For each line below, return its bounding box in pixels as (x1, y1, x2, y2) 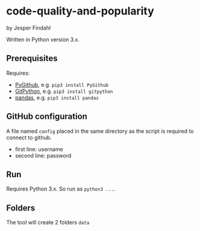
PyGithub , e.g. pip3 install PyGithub (14, 81, 109, 88)
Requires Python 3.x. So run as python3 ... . (6, 185, 116, 192)
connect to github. (6, 134, 52, 141)
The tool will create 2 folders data (6, 219, 90, 226)
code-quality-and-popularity (6, 4, 155, 18)
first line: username (14, 145, 63, 153)
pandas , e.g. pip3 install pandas (14, 93, 99, 101)
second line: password (14, 152, 72, 159)
